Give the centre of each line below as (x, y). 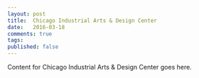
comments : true (30, 34)
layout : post (27, 14)
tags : (15, 40)
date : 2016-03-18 (36, 27)
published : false (33, 47)
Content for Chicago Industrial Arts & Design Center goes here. (99, 67)
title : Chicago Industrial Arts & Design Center (82, 21)
